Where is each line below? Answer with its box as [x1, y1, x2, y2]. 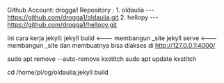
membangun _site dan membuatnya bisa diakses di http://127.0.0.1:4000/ [7, 41, 216, 49]
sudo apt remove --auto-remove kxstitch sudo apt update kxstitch [7, 55, 197, 63]
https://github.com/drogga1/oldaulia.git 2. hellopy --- [7, 13, 159, 21]
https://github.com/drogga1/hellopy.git [7, 21, 117, 28]
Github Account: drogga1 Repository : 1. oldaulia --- [7, 6, 154, 14]
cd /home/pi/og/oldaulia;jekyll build [7, 68, 109, 76]
